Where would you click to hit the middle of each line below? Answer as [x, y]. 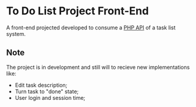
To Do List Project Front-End [78, 11]
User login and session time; [50, 97]
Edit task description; [41, 85]
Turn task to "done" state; [47, 91]
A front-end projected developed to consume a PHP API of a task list [91, 27]
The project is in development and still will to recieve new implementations [98, 67]
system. [16, 33]
